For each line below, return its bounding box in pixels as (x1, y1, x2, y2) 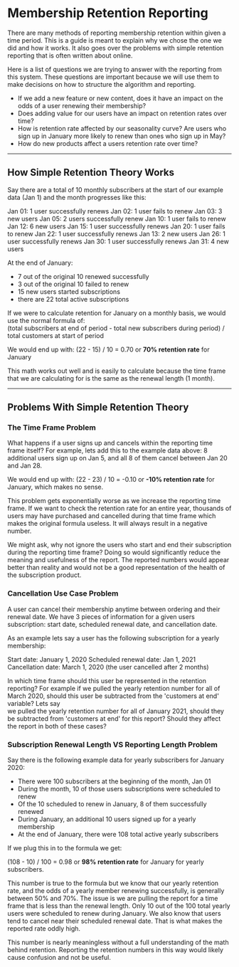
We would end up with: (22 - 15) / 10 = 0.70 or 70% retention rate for (7, 345, 210, 354)
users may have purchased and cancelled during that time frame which (7, 512, 216, 520)
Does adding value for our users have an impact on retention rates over (17, 109, 227, 117)
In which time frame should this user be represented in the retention (7, 676, 207, 685)
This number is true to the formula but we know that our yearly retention (7, 879, 219, 887)
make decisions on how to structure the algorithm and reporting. (7, 80, 196, 88)
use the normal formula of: (7, 316, 85, 324)
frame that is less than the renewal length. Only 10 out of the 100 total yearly (7, 902, 230, 910)
